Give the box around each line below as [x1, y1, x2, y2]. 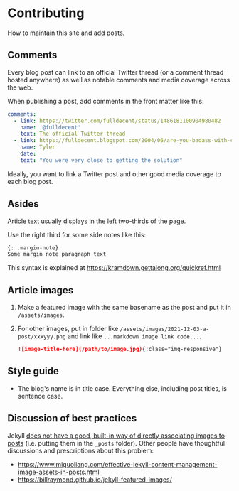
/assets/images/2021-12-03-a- [119, 325, 210, 333]
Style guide [7, 365, 59, 377]
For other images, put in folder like [17, 325, 119, 333]
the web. [7, 83, 33, 92]
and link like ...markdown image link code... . [67, 332, 201, 340]
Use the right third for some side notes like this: [7, 230, 147, 239]
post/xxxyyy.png [17, 333, 66, 340]
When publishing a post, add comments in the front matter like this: [7, 97, 204, 105]
